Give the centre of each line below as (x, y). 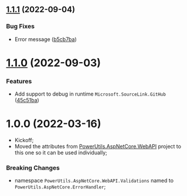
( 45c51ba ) (27, 100)
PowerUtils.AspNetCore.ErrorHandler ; (60, 187)
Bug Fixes (21, 26)
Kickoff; (24, 140)
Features (19, 81)
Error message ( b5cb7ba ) (46, 39)
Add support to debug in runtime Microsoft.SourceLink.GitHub (90, 94)
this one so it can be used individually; (61, 153)
